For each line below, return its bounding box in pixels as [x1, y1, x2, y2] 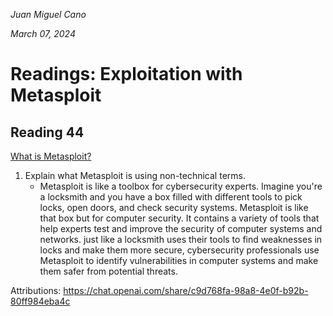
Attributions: [10, 285, 62, 296]
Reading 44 [10, 124, 85, 141]
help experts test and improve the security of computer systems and [39, 223, 323, 234]
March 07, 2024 [10, 28, 76, 39]
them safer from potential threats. [39, 265, 178, 277]
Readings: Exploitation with [10, 63, 243, 86]
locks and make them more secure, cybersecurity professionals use [39, 244, 320, 256]
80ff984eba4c [10, 295, 71, 307]
